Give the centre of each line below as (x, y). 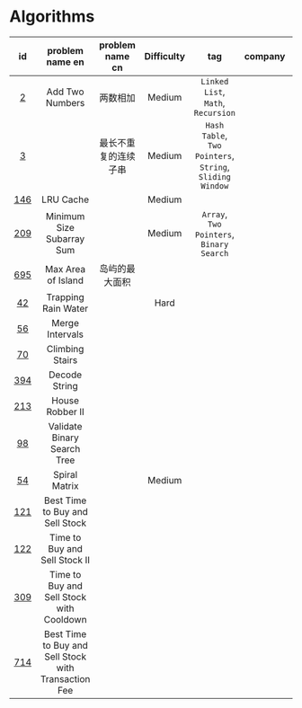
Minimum (65, 216)
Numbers (65, 102)
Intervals (65, 334)
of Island (65, 280)
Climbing (65, 349)
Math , (214, 102)
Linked (215, 81)
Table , (214, 135)
